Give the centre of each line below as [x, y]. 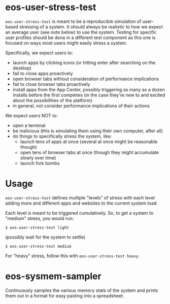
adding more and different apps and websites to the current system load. [82, 203]
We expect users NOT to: [32, 115]
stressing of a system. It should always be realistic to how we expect [91, 26]
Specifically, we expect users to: [39, 53]
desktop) [22, 68]
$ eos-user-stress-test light [37, 227]
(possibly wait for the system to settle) [45, 237]
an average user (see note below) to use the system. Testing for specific [81, 32]
